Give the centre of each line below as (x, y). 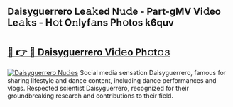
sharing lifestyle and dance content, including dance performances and (112, 80)
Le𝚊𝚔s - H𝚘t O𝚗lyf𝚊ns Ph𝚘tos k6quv (91, 23)
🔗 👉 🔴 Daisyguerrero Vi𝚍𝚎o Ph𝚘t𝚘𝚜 (89, 52)
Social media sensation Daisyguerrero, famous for (153, 73)
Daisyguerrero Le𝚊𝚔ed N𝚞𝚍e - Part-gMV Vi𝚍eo (114, 12)
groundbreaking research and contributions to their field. (91, 96)
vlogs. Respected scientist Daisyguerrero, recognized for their (98, 88)
